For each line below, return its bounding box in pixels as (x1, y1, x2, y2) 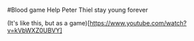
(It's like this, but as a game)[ (7, 19, 90, 27)
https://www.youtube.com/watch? (89, 19, 187, 27)
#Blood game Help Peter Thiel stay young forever (7, 6, 148, 14)
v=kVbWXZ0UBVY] (7, 27, 62, 34)
